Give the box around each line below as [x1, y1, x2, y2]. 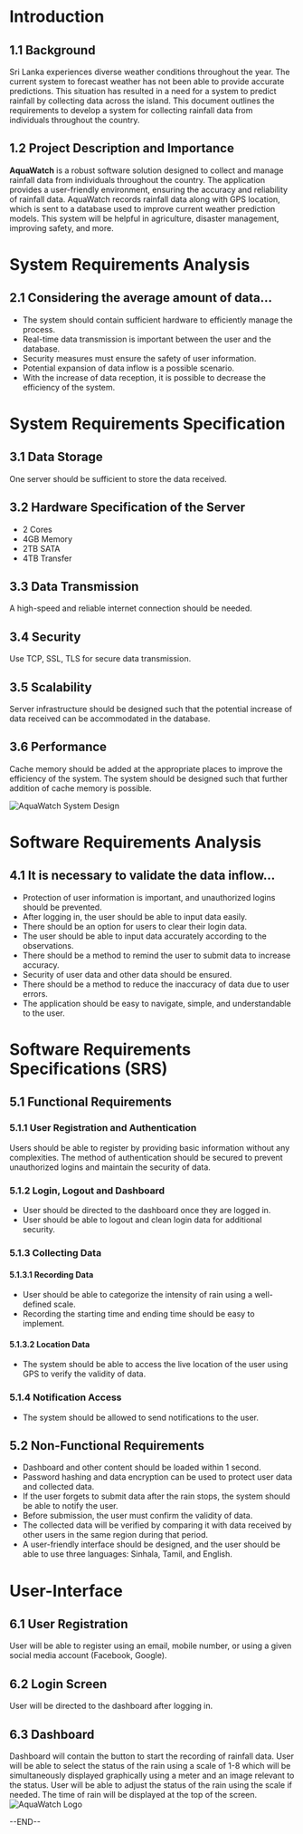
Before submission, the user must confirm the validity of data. [22, 1511, 253, 1521]
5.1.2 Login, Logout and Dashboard [9, 1184, 166, 1197]
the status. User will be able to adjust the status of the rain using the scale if [9, 1780, 292, 1791]
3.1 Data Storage [9, 449, 103, 465]
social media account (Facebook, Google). [9, 1650, 167, 1661]
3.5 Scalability [9, 680, 92, 695]
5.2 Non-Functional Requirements [9, 1438, 205, 1453]
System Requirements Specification [9, 414, 286, 434]
